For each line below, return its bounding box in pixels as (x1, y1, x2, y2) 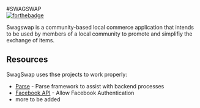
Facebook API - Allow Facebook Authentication (15, 89, 135, 96)
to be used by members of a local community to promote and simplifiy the (6, 30, 193, 37)
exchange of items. (6, 37, 55, 44)
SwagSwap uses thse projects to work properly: (6, 71, 127, 78)
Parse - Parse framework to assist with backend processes (15, 82, 165, 90)
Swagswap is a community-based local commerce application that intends (6, 24, 194, 31)
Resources (6, 55, 48, 65)
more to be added (15, 95, 61, 103)
